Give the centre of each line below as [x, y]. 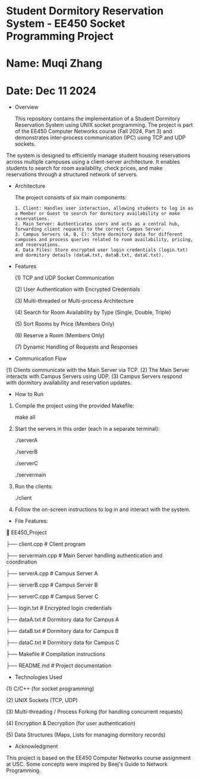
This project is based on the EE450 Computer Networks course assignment [99, 758]
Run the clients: [34, 487]
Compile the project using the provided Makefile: [75, 406]
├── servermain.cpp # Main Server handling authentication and [84, 556]
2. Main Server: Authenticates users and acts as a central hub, [97, 224]
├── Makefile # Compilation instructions [56, 654]
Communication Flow [41, 359]
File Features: [31, 521]
